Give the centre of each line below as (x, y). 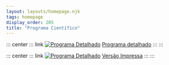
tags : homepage (25, 17)
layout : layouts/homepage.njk (43, 11)
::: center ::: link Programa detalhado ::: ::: (85, 45)
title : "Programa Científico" (43, 28)
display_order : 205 (30, 22)
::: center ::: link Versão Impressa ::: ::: (80, 56)
